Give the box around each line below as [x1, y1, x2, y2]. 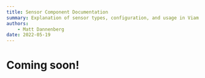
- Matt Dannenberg [17, 26, 64, 33]
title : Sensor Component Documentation [6, 9, 109, 15]
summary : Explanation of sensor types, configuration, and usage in [6, 15, 185, 21]
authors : [6, 20, 29, 26]
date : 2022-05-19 [6, 32, 51, 38]
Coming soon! [6, 58, 80, 72]
